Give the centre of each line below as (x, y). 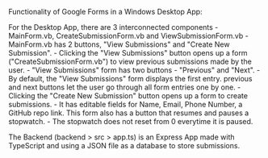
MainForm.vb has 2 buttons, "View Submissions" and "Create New (119, 44)
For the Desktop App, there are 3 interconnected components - (113, 27)
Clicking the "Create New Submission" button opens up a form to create (128, 96)
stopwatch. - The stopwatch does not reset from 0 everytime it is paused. (131, 121)
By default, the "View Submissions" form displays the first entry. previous (130, 79)
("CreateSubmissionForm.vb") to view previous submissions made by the (130, 61)
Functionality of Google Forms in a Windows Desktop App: (106, 12)
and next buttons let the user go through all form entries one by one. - (125, 87)
